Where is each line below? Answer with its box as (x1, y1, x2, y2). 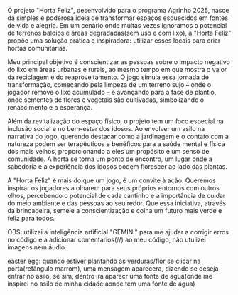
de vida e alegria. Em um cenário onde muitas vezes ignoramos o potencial (7, 21, 227, 29)
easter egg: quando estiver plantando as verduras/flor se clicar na (7, 257, 201, 265)
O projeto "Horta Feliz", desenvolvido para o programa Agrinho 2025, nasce (7, 6, 229, 14)
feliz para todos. (7, 214, 55, 222)
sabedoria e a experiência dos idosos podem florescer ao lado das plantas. (7, 162, 227, 170)
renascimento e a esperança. (7, 103, 93, 111)
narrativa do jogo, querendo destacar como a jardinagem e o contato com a (7, 132, 229, 140)
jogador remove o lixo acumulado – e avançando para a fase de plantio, (7, 88, 217, 96)
